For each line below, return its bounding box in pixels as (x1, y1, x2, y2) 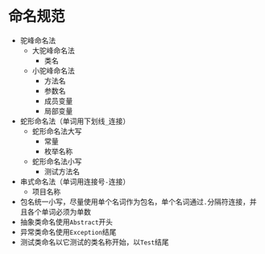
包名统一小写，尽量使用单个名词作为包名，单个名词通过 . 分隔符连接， (19, 197, 250, 206)
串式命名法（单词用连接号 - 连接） (19, 177, 130, 186)
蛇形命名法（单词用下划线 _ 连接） (19, 116, 130, 126)
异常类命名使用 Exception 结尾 (19, 227, 117, 236)
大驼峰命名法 (31, 45, 75, 55)
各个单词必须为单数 (27, 206, 91, 216)
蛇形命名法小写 (31, 156, 82, 166)
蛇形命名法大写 (31, 126, 82, 135)
